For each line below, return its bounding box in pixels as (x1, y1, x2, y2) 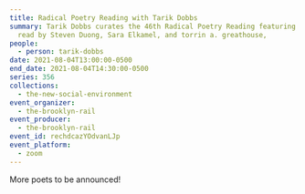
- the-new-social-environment (17, 89, 132, 98)
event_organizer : (9, 97, 76, 107)
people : (9, 38, 39, 48)
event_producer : (9, 115, 71, 124)
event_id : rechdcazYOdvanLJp (9, 132, 121, 141)
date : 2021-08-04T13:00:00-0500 (9, 56, 132, 65)
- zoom (17, 148, 43, 158)
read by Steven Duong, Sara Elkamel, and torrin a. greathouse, (17, 30, 268, 39)
